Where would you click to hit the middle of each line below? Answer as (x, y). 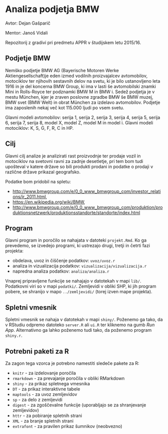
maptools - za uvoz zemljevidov (45, 394)
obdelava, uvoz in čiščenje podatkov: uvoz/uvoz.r (64, 261)
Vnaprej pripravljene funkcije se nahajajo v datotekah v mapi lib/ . (73, 281)
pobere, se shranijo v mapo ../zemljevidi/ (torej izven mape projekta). (79, 292)
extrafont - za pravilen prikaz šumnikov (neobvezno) (67, 426)
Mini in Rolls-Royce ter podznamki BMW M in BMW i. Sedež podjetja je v (80, 92)
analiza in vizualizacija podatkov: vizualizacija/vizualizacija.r (79, 266)
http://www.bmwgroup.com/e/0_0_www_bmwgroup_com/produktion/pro (88, 207)
